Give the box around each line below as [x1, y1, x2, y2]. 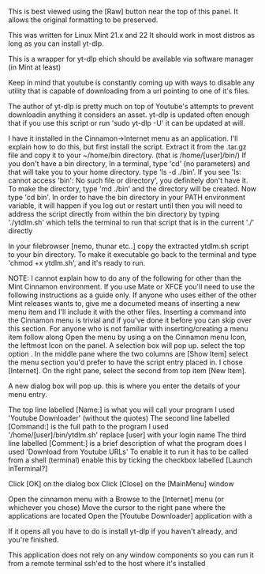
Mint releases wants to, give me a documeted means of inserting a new [8, 299, 241, 308]
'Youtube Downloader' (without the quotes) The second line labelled [8, 414, 230, 422]
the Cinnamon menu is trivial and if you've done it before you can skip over [8, 315, 252, 325]
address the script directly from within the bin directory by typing [8, 210, 220, 218]
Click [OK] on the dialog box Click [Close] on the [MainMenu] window [8, 479, 234, 489]
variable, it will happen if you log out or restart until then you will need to [8, 201, 243, 210]
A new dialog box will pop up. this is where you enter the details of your [8, 381, 241, 391]
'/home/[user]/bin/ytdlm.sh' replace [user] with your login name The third [8, 430, 247, 440]
